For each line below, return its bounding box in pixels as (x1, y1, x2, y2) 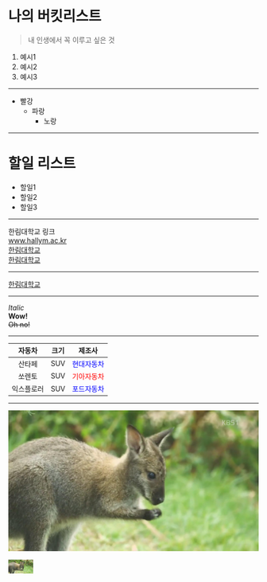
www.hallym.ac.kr (8, 236, 68, 245)
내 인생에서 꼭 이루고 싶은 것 (27, 35, 115, 45)
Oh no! (8, 319, 30, 329)
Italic (8, 303, 25, 312)
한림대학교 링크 (8, 226, 56, 236)
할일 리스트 (8, 154, 76, 173)
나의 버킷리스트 (8, 7, 102, 25)
